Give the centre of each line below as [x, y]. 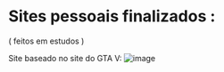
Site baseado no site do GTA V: [65, 58]
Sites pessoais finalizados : [112, 16]
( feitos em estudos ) [46, 41]
